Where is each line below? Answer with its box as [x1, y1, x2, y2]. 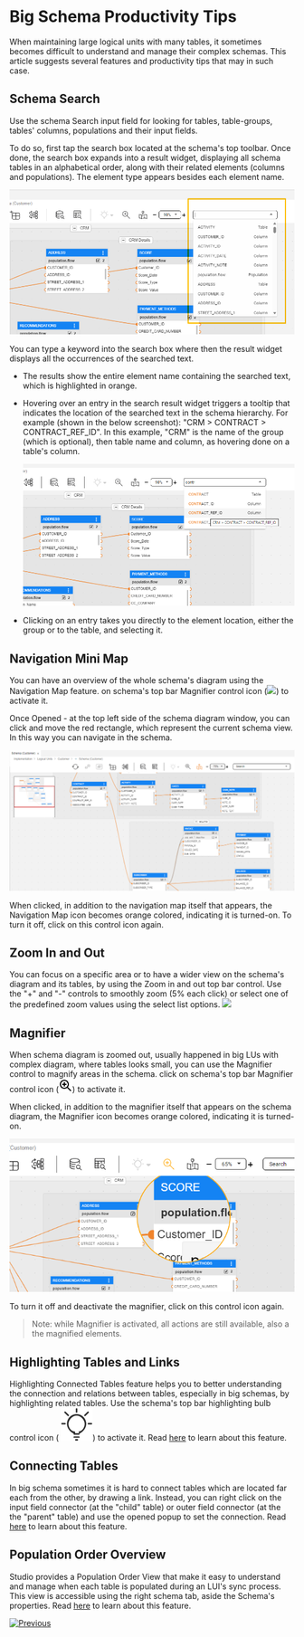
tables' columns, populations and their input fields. [9, 125, 198, 136]
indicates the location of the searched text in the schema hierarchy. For [22, 407, 289, 418]
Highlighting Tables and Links [9, 1355, 181, 1370]
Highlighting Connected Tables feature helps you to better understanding [9, 1378, 282, 1389]
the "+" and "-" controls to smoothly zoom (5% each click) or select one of [9, 988, 290, 999]
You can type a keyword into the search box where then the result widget [9, 344, 283, 355]
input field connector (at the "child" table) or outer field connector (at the [9, 1501, 281, 1512]
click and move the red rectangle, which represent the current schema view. [9, 722, 293, 734]
